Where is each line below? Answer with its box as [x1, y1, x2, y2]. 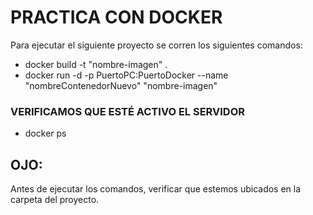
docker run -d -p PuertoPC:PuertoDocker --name [24, 69, 229, 81]
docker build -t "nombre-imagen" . [24, 58, 168, 70]
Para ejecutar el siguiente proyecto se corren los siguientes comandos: [10, 39, 303, 51]
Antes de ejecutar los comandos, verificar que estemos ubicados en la [10, 183, 302, 195]
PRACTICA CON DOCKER [10, 6, 223, 29]
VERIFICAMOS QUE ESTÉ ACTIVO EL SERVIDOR [10, 104, 246, 118]
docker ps [24, 127, 67, 140]
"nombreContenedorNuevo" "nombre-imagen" [24, 79, 218, 91]
